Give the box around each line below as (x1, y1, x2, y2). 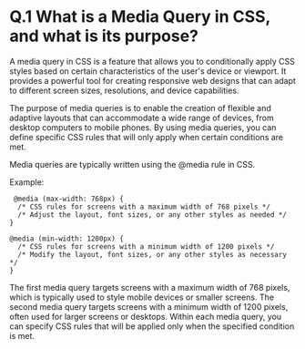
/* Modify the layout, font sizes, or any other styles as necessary (17, 250, 287, 259)
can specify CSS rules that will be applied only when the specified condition (9, 321, 295, 332)
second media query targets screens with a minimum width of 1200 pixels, (9, 301, 289, 312)
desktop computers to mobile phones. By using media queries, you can (9, 121, 277, 133)
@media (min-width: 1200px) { (9, 234, 125, 243)
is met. (9, 330, 35, 341)
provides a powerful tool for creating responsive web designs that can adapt (9, 75, 296, 86)
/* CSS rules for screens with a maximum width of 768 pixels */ (17, 202, 271, 211)
